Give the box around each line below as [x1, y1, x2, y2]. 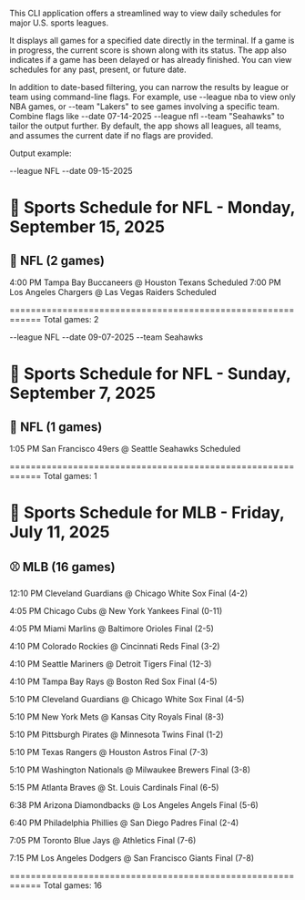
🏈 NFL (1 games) [9, 419, 103, 435]
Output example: [9, 148, 72, 159]
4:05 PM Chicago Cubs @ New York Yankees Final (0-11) [9, 606, 223, 616]
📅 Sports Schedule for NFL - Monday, [9, 198, 296, 218]
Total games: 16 [43, 880, 103, 891]
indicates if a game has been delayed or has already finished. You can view [9, 55, 292, 65]
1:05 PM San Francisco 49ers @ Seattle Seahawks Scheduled [9, 444, 241, 454]
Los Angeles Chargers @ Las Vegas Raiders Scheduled [9, 287, 217, 297]
